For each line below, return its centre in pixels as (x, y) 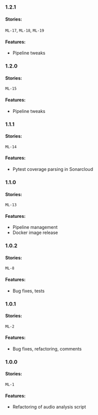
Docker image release (35, 232)
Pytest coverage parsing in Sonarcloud (53, 169)
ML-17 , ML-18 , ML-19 (25, 30)
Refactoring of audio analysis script (49, 407)
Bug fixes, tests (29, 290)
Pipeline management (35, 227)
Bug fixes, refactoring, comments (47, 348)
